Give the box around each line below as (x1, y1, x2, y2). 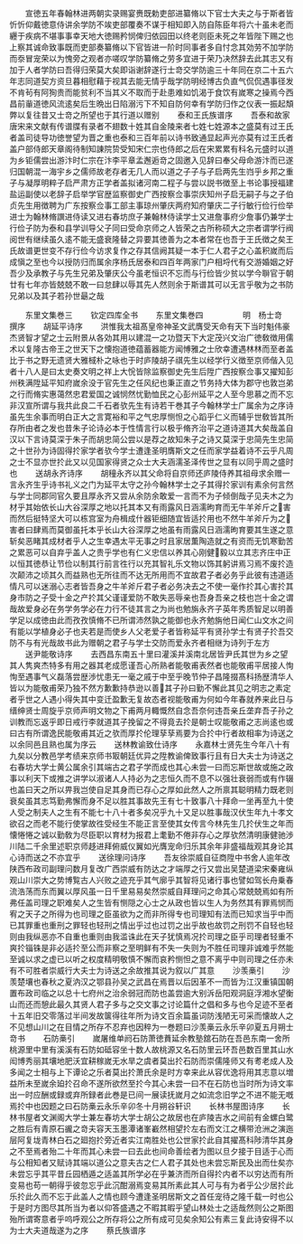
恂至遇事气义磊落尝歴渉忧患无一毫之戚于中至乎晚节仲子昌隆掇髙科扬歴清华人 (9, 672, 294, 682)
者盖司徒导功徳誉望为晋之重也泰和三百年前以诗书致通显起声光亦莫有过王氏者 (9, 132, 294, 143)
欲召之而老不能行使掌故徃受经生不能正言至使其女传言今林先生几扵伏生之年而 (9, 818, 294, 829)
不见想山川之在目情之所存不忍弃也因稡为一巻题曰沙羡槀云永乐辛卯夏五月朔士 (9, 1022, 294, 1032)
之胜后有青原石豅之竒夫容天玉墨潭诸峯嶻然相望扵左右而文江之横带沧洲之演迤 (9, 1124, 294, 1134)
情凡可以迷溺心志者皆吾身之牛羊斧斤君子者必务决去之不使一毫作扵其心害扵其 (9, 581, 294, 591)
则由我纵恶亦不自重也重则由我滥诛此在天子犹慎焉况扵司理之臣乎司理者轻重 (9, 931, 286, 942)
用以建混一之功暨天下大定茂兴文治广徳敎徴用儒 (119, 333, 294, 343)
